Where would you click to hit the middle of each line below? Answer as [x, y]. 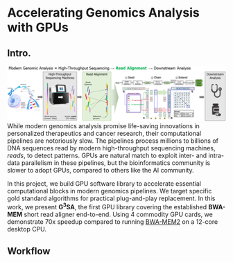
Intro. [19, 53]
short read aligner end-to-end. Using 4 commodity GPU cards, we [118, 215]
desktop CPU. [27, 229]
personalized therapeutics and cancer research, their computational [104, 134]
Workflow [29, 251]
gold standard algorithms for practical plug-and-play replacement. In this [111, 198]
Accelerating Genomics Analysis [103, 13]
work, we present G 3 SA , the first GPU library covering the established [107, 207]
